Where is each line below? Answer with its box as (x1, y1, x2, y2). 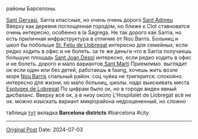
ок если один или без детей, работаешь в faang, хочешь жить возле (6, 67, 179, 73)
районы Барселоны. (6, 5, 57, 12)
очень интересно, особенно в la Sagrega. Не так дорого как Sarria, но (6, 29, 181, 36)
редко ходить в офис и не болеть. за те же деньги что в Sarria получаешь (6, 48, 192, 55)
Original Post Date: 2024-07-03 (6, 126, 84, 133)
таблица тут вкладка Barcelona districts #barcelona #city (6, 109, 149, 116)
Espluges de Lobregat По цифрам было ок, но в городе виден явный (6, 85, 177, 92)
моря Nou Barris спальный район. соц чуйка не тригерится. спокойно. (6, 73, 183, 80)
